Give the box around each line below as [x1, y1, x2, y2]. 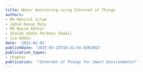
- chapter [5, 54, 27, 60]
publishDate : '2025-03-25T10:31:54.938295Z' [5, 45, 102, 50]
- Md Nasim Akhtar [5, 26, 45, 31]
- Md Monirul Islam [5, 17, 47, 22]
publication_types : [5, 50, 47, 55]
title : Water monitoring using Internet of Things [5, 7, 116, 13]
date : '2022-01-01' [5, 41, 47, 46]
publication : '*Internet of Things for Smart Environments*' [5, 59, 139, 64]
